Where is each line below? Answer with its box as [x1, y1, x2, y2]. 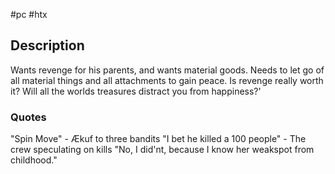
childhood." [10, 154, 58, 166]
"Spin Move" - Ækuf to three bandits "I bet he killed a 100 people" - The [10, 133, 307, 145]
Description [10, 37, 85, 54]
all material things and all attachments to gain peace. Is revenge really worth [10, 74, 324, 86]
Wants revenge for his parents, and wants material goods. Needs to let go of [10, 64, 325, 76]
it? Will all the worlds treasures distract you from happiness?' [10, 85, 262, 97]
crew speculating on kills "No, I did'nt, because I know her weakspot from [10, 144, 315, 156]
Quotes [10, 110, 47, 124]
